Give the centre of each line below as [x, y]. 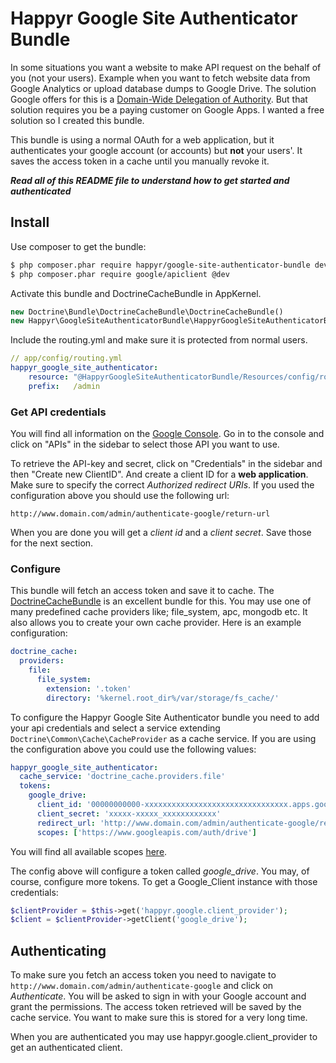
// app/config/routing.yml [66, 358]
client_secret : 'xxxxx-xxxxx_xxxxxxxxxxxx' [129, 813]
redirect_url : [66, 823]
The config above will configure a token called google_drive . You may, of [160, 871]
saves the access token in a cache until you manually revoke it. [140, 161]
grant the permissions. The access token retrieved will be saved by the [156, 1007]
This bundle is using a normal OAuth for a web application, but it [142, 139]
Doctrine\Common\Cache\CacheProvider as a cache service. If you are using [163, 738]
